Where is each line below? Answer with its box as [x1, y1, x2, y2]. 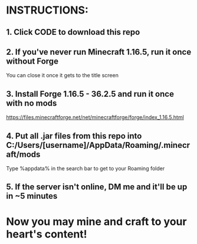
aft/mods [6, 149, 41, 159]
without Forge [6, 56, 59, 66]
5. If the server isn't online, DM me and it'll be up [6, 182, 188, 192]
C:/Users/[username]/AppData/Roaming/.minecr [6, 140, 191, 150]
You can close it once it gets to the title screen [6, 72, 119, 79]
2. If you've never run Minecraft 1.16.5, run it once [6, 47, 192, 57]
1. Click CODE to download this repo [6, 27, 140, 37]
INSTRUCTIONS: [6, 4, 88, 17]
